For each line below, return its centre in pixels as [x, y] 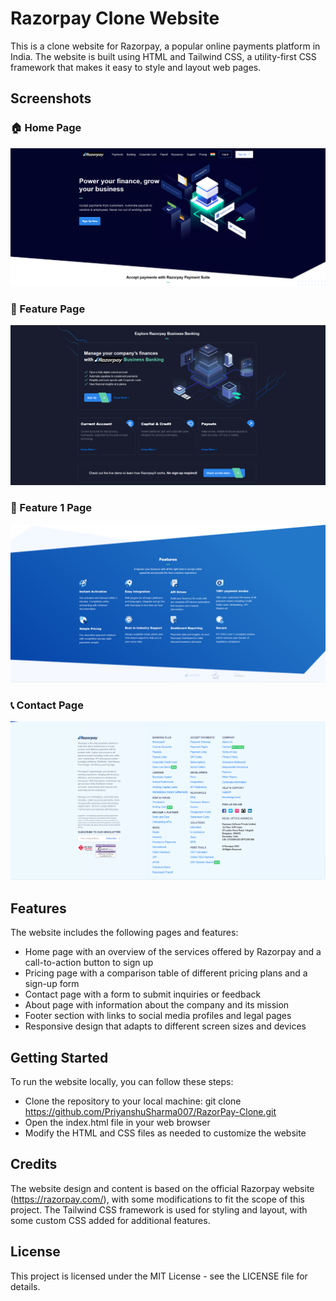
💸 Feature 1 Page [51, 508]
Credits [34, 1164]
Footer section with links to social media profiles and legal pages [158, 1016]
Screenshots [51, 98]
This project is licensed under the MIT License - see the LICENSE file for [159, 1276]
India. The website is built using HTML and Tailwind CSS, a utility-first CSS [163, 56]
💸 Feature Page [48, 309]
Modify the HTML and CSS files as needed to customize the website [165, 1133]
